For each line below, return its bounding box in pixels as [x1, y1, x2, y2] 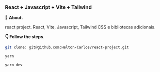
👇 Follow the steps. [5, 34, 45, 40]
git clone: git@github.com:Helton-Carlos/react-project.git [5, 45, 129, 50]
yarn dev [5, 62, 23, 68]
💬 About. [5, 15, 23, 21]
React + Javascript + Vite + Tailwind [5, 4, 92, 11]
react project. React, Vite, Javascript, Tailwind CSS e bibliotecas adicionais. [5, 24, 156, 30]
